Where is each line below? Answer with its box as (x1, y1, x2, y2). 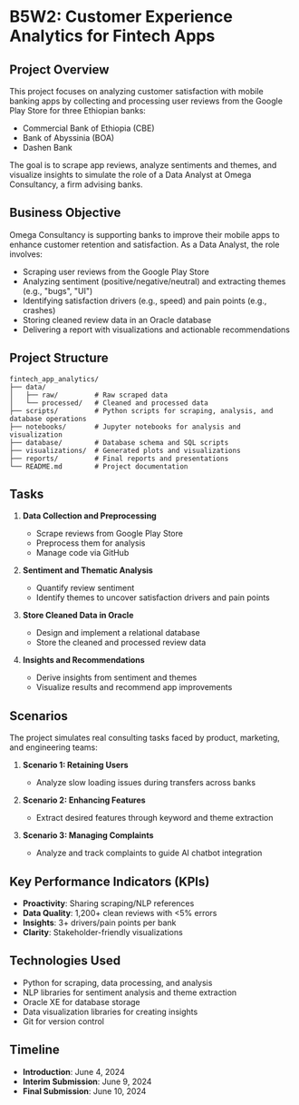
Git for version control (22, 1015, 105, 1027)
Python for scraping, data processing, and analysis (22, 977, 213, 988)
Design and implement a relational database (35, 627, 201, 638)
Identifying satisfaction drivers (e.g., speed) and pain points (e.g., (22, 295, 267, 306)
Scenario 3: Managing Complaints (22, 830, 154, 841)
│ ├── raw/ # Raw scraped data (9, 390, 169, 400)
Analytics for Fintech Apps (9, 25, 216, 46)
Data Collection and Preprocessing (22, 510, 157, 521)
